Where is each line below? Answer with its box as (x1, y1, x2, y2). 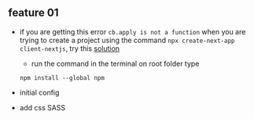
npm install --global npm (19, 74, 105, 81)
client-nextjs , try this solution (19, 43, 120, 53)
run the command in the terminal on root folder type (31, 59, 200, 68)
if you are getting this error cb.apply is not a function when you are (19, 27, 246, 36)
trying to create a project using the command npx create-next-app (19, 35, 235, 45)
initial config (19, 88, 60, 97)
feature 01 (8, 6, 59, 20)
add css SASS (19, 103, 66, 112)
